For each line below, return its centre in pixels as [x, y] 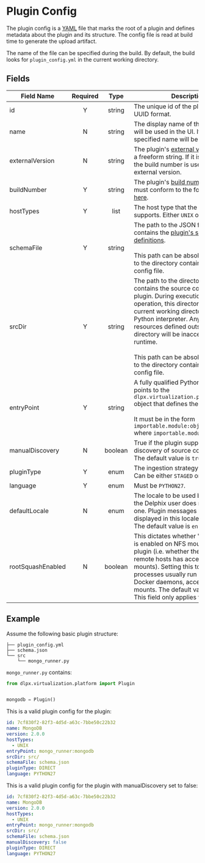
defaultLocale [29, 511]
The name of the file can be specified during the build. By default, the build [101, 53]
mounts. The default [163, 590]
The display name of [163, 124]
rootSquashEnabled [38, 566]
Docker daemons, [159, 582]
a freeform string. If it [164, 157]
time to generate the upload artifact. [52, 41]
